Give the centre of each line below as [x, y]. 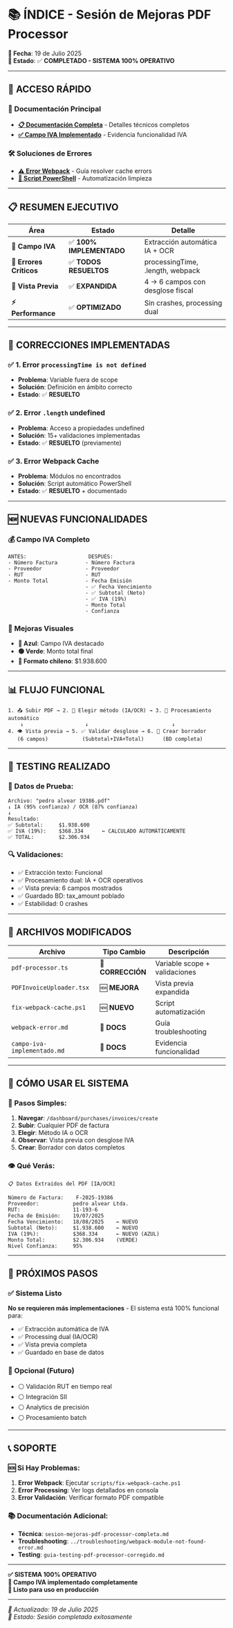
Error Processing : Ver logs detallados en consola [88, 1490]
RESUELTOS [89, 270]
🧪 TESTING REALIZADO [59, 767]
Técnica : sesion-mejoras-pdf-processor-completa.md [93, 1533]
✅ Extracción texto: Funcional [60, 872]
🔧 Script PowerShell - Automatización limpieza [85, 178]
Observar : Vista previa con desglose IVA [76, 1140]
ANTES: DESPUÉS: [60, 556]
